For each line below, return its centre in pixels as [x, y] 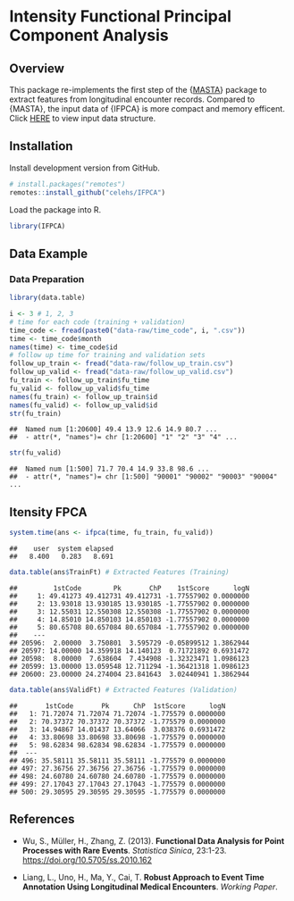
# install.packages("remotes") [67, 184]
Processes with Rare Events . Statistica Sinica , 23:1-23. [124, 850]
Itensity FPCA [48, 512]
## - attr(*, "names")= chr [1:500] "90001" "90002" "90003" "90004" [143, 477]
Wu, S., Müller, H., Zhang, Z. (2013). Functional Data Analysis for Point [153, 840]
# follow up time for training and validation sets [107, 355]
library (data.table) [48, 298]
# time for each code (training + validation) [97, 322]
